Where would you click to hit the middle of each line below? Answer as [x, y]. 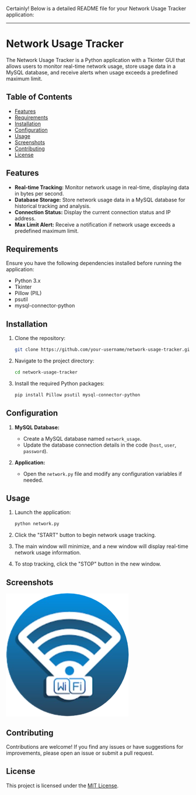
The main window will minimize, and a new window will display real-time [101, 546]
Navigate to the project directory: [54, 361]
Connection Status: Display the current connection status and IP [92, 212]
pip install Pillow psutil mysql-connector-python [77, 395]
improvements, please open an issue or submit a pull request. [80, 753]
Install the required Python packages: [60, 383]
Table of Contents [39, 97]
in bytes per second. [39, 193]
